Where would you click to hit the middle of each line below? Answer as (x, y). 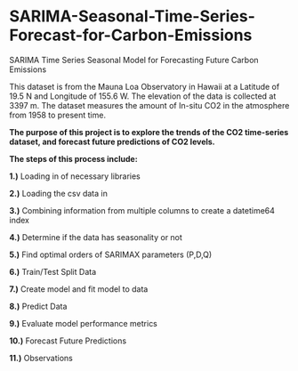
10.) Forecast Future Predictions (68, 341)
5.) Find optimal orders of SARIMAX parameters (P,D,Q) (111, 254)
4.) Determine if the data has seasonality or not (96, 237)
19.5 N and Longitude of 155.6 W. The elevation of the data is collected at (143, 96)
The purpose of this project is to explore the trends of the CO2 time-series (149, 132)
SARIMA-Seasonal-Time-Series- (133, 16)
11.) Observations (41, 358)
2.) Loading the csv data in (59, 193)
